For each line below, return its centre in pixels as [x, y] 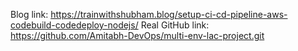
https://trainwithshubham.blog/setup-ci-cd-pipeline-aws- [169, 14]
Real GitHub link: [175, 25]
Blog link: [29, 14]
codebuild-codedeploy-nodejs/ [74, 25]
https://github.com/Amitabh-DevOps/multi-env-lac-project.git [137, 35]
